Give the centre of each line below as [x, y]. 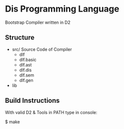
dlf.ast [25, 64]
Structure [20, 38]
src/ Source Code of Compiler [42, 49]
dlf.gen [26, 80]
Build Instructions [32, 101]
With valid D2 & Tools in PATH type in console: [51, 112]
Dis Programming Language [62, 9]
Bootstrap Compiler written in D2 [38, 22]
